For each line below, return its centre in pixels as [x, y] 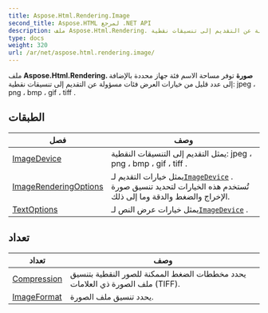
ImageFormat [37, 296]
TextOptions [35, 209]
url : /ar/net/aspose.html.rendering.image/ [82, 53]
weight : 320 [28, 46]
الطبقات [27, 118]
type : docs [26, 38]
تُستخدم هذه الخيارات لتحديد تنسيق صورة [180, 186]
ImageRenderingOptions [58, 186]
